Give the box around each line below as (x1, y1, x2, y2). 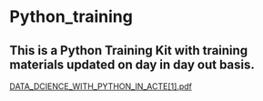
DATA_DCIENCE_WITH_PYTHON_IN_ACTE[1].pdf (9, 81, 193, 92)
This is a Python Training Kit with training (9, 43, 248, 58)
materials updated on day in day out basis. (9, 56, 255, 72)
